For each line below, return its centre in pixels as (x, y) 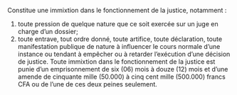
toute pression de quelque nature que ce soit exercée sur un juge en (118, 24)
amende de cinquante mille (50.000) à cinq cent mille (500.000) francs (121, 77)
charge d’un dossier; (48, 32)
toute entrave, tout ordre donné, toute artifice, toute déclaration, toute (120, 39)
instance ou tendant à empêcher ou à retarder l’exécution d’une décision (124, 54)
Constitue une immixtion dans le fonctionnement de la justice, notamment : (117, 10)
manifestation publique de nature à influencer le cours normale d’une (119, 46)
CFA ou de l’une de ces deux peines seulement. (88, 84)
